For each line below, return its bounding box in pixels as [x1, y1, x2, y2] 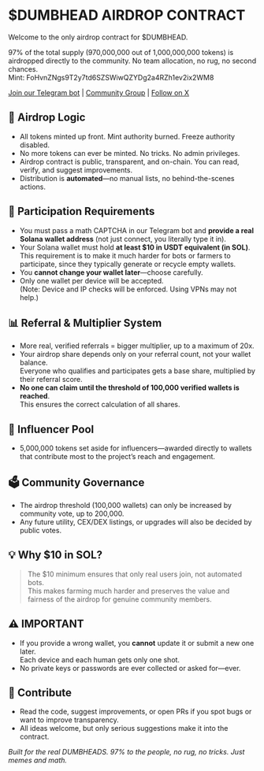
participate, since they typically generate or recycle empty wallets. [19, 259, 236, 269]
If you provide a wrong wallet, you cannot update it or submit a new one [19, 638, 255, 647]
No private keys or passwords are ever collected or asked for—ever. [19, 663, 241, 673]
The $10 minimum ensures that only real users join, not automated [27, 569, 243, 579]
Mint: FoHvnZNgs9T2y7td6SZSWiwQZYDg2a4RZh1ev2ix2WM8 [8, 72, 214, 82]
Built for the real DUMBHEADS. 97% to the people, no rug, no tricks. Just [8, 747, 245, 757]
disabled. [19, 140, 50, 150]
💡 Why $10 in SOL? [8, 548, 103, 562]
